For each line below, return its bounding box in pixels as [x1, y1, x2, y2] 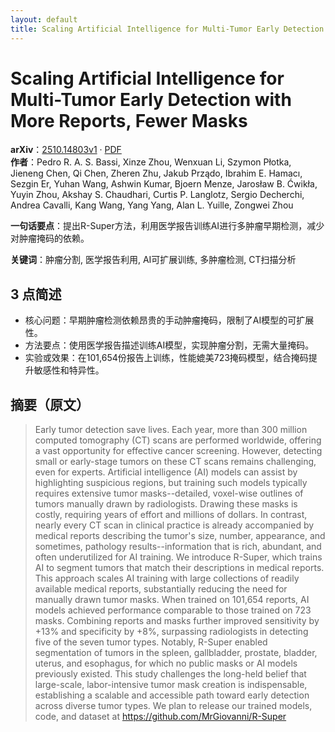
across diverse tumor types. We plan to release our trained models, [34, 700, 313, 712]
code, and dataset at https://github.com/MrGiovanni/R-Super [34, 711, 287, 723]
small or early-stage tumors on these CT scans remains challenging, [34, 456, 317, 468]
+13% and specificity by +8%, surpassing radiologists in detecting [34, 626, 309, 638]
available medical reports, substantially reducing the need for [34, 583, 288, 595]
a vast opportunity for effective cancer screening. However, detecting [34, 445, 323, 457]
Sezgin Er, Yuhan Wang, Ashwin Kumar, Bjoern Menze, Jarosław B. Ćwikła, [10, 178, 318, 190]
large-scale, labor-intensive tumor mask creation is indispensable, [34, 679, 308, 691]
